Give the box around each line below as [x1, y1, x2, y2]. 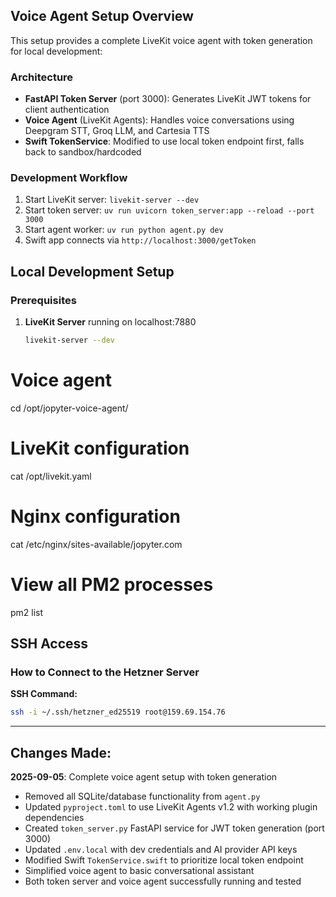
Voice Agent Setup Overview [10, 8, 194, 25]
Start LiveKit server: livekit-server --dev [24, 194, 200, 206]
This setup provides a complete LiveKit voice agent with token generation [10, 34, 313, 46]
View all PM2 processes [10, 573, 214, 596]
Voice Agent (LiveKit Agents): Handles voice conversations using [24, 114, 295, 126]
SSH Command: [10, 688, 78, 700]
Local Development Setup [10, 263, 175, 280]
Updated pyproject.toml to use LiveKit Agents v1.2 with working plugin [24, 801, 318, 813]
